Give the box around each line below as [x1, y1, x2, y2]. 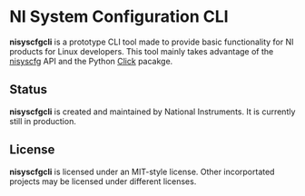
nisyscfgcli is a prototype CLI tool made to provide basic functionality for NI [9, 36, 294, 47]
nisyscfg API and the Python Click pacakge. [9, 55, 173, 66]
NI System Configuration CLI [9, 6, 229, 27]
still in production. [9, 115, 77, 126]
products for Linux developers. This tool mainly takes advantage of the [9, 45, 274, 56]
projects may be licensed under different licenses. [9, 175, 197, 187]
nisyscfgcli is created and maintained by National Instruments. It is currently [9, 106, 296, 117]
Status [9, 82, 48, 97]
